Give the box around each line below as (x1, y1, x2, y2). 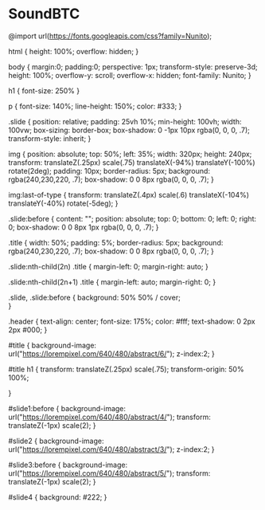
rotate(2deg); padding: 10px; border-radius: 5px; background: (8, 166, 211, 175)
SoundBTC (8, 5, 80, 23)
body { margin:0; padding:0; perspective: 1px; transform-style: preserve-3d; (8, 61, 259, 72)
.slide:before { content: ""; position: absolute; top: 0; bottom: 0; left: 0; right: (8, 214, 257, 223)
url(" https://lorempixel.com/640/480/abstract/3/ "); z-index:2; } (8, 444, 215, 454)
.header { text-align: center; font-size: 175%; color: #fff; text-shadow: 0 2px (8, 316, 256, 326)
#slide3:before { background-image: (8, 460, 128, 469)
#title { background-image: (8, 340, 97, 350)
